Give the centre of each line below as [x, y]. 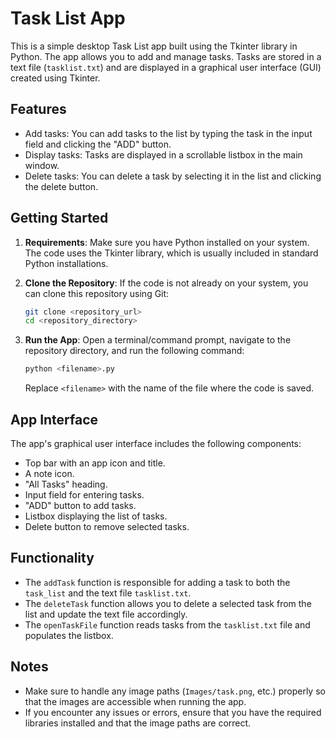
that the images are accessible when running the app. [135, 701]
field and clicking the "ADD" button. [98, 144]
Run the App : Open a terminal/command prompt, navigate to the [158, 340]
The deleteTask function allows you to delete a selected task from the [168, 603]
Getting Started [59, 218]
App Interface [54, 419]
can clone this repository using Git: [97, 293]
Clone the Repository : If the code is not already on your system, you [166, 283]
